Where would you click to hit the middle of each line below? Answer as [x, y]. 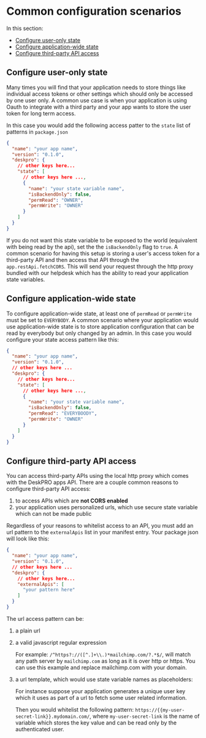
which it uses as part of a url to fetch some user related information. [101, 698]
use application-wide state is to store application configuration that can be [100, 326]
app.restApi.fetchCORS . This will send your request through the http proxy [100, 266]
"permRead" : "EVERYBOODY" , [63, 413]
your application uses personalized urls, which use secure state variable [106, 507]
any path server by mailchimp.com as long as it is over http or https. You [105, 661]
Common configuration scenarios [94, 11]
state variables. [26, 279]
